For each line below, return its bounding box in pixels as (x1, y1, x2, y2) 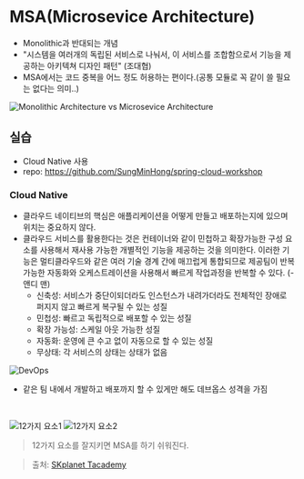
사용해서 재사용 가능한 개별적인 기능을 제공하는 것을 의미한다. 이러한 (39, 244, 280, 255)
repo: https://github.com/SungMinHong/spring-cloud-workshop (22, 165, 263, 176)
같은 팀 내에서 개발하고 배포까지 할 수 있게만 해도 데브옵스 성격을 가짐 (22, 384, 269, 394)
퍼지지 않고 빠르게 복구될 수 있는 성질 (35, 302, 168, 313)
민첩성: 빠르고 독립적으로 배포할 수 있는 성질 (35, 313, 192, 324)
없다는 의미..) (32, 83, 80, 94)
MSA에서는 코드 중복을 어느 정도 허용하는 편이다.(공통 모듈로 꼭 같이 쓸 (22, 71, 275, 83)
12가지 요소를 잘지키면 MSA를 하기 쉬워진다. (31, 440, 189, 451)
